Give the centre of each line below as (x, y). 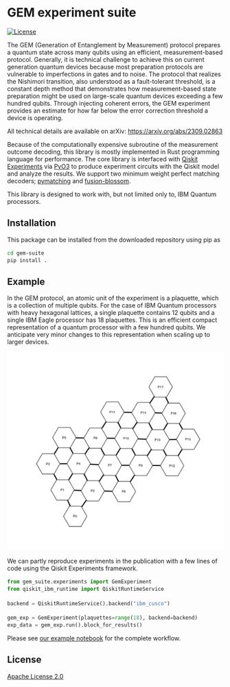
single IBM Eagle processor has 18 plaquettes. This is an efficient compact (112, 320)
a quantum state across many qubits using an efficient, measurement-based (115, 52)
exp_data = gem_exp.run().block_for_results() (75, 625)
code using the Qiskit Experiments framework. (73, 568)
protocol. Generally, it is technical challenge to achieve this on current (106, 59)
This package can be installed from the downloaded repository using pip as (114, 240)
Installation (32, 223)
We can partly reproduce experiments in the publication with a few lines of (112, 561)
